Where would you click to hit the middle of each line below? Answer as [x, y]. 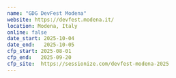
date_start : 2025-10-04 [41, 39]
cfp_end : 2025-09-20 [39, 58]
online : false [27, 32]
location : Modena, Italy [42, 26]
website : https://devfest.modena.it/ [61, 20]
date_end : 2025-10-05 [41, 45]
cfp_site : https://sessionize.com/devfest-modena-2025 [88, 64]
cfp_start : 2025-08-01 [39, 52]
